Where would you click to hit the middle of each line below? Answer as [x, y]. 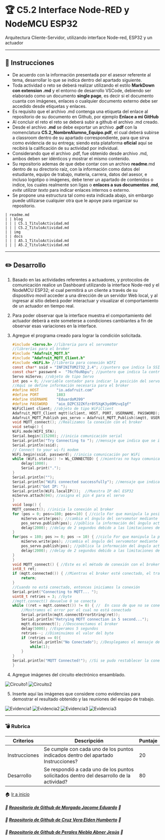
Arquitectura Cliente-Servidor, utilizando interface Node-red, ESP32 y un [79, 37]
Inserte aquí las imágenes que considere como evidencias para [76, 694]
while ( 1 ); [40, 647]
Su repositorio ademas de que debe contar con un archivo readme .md [83, 164]
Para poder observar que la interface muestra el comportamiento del [82, 315]
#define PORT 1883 [39, 395]
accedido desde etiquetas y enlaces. [49, 106]
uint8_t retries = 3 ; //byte [42, 596]
